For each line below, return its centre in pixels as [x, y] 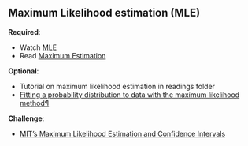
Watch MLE [38, 47]
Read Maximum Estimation [63, 55]
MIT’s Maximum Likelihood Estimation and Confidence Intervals [122, 133]
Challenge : [26, 118]
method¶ [34, 103]
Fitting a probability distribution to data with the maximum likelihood [130, 95]
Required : [24, 32]
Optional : [24, 71]
